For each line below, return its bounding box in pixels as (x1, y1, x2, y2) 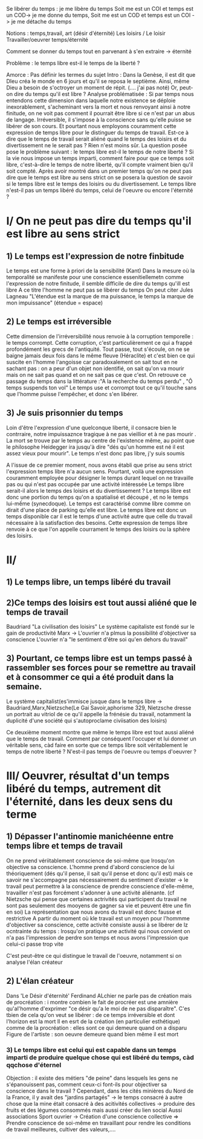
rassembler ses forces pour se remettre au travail (6, 663, 196, 673)
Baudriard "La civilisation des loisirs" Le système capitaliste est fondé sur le (6, 623, 195, 630)
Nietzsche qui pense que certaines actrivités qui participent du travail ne (6, 895, 187, 902)
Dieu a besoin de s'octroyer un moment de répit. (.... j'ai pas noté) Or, (6, 84, 178, 91)
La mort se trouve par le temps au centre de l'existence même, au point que (6, 437, 195, 444)
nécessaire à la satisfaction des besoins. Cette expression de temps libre (6, 519, 188, 526)
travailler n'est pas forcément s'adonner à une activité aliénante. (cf (6, 889, 175, 896)
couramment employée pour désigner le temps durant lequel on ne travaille (6, 474, 194, 481)
